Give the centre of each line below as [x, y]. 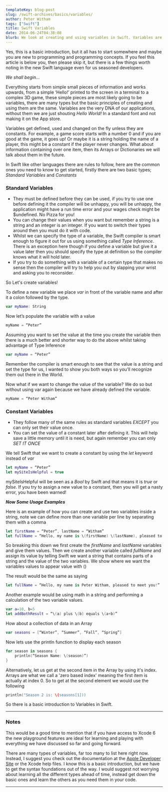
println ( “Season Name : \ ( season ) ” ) [52, 656]
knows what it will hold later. [42, 257]
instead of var [20, 458]
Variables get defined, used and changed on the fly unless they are [75, 128]
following [15, 686]
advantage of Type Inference [35, 345]
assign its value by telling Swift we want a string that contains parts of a [79, 556]
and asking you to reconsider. [43, 273]
